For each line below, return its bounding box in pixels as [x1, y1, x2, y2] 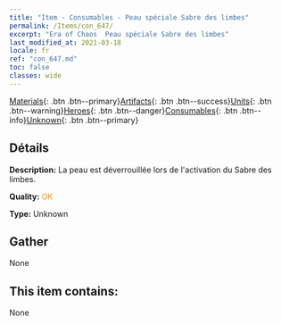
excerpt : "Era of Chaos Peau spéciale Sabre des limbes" [9, 29, 229, 38]
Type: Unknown [9, 208, 69, 219]
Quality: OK [9, 191, 54, 202]
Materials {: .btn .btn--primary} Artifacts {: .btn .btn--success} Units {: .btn [9, 96, 272, 106]
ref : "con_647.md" [9, 54, 78, 63]
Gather [9, 234, 49, 249]
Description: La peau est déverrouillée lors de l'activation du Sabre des [9, 164, 272, 175]
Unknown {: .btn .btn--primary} [26, 114, 139, 125]
